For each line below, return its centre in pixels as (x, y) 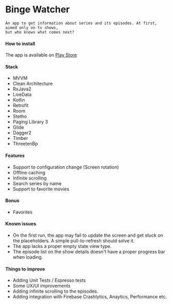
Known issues (21, 224)
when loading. (28, 257)
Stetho (20, 116)
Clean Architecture (33, 84)
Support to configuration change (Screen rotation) (66, 167)
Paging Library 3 (30, 122)
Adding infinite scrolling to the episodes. (55, 291)
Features (15, 155)
